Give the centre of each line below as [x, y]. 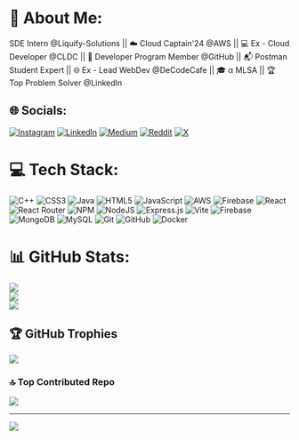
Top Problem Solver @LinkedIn [66, 83]
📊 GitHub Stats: [70, 256]
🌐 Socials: [38, 111]
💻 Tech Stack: [64, 169]
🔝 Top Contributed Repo [62, 382]
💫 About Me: [56, 18]
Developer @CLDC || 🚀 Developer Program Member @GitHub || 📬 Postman [148, 56]
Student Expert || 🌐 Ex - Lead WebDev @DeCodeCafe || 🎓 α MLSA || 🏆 [142, 69]
